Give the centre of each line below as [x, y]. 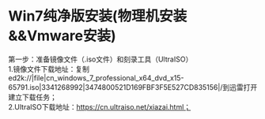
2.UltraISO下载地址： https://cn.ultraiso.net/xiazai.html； [100, 106]
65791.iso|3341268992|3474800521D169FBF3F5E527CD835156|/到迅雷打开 [133, 87]
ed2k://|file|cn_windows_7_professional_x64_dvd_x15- [96, 78]
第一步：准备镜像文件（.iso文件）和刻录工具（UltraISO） [100, 59]
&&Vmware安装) [62, 36]
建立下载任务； [32, 97]
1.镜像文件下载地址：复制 [49, 69]
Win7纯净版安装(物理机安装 [98, 16]
